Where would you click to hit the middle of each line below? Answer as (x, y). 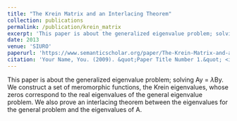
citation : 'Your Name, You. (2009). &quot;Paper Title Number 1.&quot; (115, 60)
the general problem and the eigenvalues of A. (75, 109)
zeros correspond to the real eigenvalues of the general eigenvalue (105, 94)
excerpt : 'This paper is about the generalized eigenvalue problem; (110, 33)
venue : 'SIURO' (30, 46)
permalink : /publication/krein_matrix (64, 27)
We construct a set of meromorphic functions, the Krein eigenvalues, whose (118, 87)
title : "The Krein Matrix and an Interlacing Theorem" (90, 14)
